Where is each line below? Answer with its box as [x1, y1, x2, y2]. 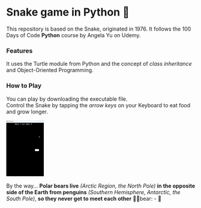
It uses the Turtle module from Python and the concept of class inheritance [6, 60, 192, 68]
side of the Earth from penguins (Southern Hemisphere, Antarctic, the [6, 188, 181, 195]
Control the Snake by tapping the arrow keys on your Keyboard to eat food [6, 101, 191, 108]
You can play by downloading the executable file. [6, 95, 128, 103]
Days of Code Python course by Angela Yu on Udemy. [6, 31, 141, 38]
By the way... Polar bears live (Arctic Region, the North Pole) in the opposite [6, 182, 196, 189]
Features [6, 46, 33, 55]
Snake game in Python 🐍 [6, 5, 130, 19]
